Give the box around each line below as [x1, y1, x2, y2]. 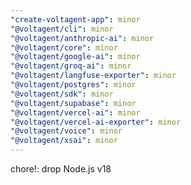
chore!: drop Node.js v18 [10, 163, 112, 175]
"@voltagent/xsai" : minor [10, 136, 118, 146]
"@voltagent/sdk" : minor [10, 89, 114, 99]
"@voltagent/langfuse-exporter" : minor [10, 71, 177, 81]
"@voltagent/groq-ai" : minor [10, 61, 132, 71]
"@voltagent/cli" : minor [10, 24, 114, 34]
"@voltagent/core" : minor [10, 42, 118, 53]
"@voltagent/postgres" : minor [10, 80, 137, 90]
